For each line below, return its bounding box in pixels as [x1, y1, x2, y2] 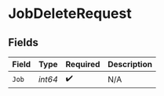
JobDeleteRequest [8, 5, 132, 23]
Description [108, 59, 153, 69]
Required [65, 59, 100, 69]
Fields [8, 36, 39, 49]
